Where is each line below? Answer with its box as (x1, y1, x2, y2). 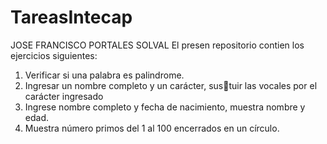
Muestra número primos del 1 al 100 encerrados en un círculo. (24, 122, 280, 134)
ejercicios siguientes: (10, 49, 98, 61)
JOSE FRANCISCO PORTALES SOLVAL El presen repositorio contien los (10, 39, 305, 51)
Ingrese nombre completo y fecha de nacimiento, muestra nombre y (24, 101, 306, 113)
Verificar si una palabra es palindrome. (24, 69, 185, 81)
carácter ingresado (24, 90, 104, 102)
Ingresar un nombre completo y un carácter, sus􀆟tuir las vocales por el (24, 79, 318, 91)
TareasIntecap (10, 6, 133, 29)
